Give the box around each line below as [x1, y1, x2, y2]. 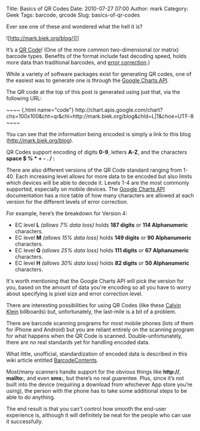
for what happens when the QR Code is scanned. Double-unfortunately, [6, 332, 183, 340]
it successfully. [6, 418, 44, 425]
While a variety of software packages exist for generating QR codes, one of [6, 71, 192, 77]
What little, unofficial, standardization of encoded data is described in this [6, 350, 188, 357]
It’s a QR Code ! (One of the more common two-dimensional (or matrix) [6, 46, 179, 53]
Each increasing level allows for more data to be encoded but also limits [16, 173, 192, 180]
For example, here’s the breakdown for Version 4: [6, 210, 127, 217]
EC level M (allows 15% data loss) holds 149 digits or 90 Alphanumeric [14, 234, 192, 241]
